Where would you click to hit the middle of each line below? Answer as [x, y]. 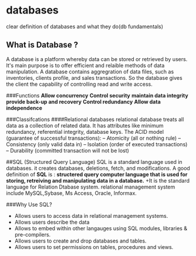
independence [24, 108]
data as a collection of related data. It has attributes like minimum [85, 125]
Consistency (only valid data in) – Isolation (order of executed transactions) [97, 144]
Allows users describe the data [52, 222]
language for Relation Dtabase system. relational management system [91, 187]
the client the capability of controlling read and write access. [79, 84]
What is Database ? [42, 45]
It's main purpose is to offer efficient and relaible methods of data [85, 65]
